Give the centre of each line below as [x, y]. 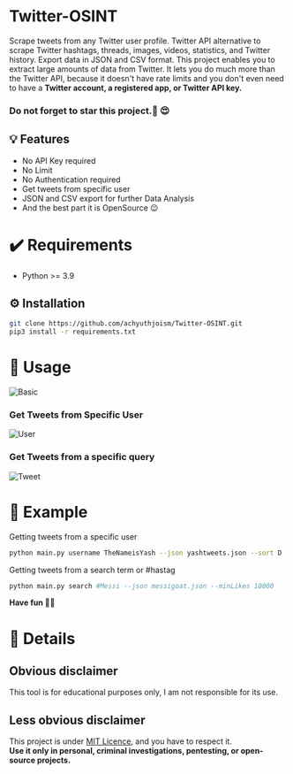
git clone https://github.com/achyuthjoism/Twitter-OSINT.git [126, 324]
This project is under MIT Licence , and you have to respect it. [120, 741]
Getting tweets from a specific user [73, 536]
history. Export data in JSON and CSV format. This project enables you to [142, 59]
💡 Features [40, 139]
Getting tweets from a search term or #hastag [92, 570]
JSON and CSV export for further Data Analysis [108, 198]
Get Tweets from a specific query [82, 457]
